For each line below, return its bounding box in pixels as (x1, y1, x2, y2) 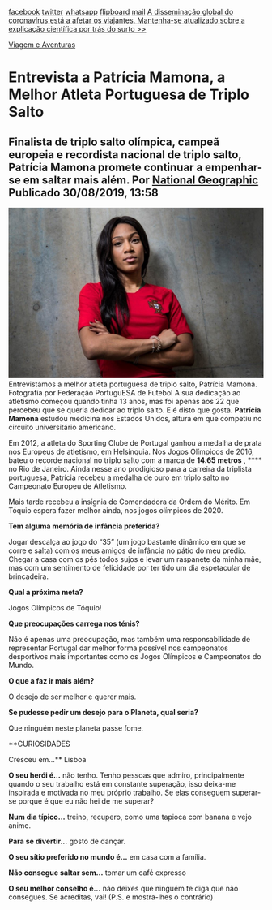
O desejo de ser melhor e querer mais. (8, 692, 137, 701)
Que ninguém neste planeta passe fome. (8, 722, 144, 733)
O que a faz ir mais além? (8, 675, 95, 685)
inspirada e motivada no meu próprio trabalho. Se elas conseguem (8, 787, 231, 797)
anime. (8, 820, 31, 830)
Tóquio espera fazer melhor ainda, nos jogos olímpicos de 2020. (8, 505, 223, 515)
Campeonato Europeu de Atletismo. (8, 481, 127, 490)
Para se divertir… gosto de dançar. (8, 836, 126, 846)
